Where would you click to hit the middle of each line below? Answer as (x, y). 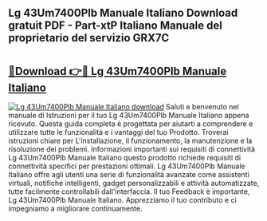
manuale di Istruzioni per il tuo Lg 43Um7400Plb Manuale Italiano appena (129, 115)
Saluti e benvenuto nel (202, 107)
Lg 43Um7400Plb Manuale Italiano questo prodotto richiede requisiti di (125, 158)
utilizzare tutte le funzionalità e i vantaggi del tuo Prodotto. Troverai (118, 132)
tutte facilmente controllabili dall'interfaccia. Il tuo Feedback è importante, (129, 191)
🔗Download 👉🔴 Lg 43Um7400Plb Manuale (118, 71)
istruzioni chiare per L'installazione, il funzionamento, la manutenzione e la (130, 140)
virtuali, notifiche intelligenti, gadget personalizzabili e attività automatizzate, (134, 183)
